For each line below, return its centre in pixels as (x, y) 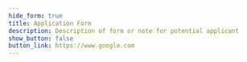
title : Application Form (50, 23)
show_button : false (41, 38)
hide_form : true (35, 16)
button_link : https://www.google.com (72, 46)
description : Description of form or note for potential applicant (124, 31)
